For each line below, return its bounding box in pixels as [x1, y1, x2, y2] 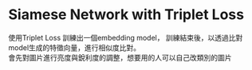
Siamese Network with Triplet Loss [8, 6, 245, 24]
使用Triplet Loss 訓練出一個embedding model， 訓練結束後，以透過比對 [8, 33, 243, 42]
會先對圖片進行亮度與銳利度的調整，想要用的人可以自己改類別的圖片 [8, 52, 232, 62]
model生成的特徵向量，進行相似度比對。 [8, 42, 141, 52]
